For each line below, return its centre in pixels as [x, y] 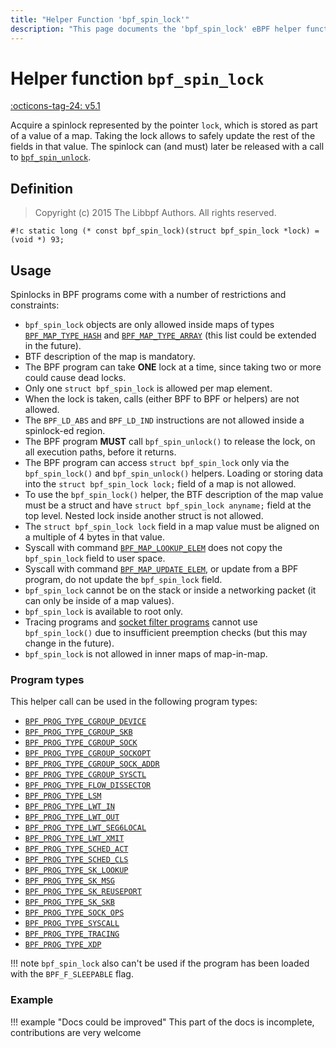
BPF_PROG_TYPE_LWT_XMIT [74, 839]
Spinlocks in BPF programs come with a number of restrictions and [148, 295]
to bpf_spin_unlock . [51, 157]
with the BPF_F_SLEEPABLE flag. [72, 974]
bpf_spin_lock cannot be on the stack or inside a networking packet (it [170, 590]
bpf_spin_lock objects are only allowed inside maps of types [149, 325]
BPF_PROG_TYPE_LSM [63, 796]
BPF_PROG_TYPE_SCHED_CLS [76, 860]
